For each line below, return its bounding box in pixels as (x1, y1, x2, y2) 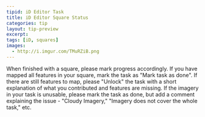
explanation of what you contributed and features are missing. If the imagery (6, 84, 199, 92)
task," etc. (6, 104, 32, 111)
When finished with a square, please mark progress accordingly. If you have (6, 65, 198, 72)
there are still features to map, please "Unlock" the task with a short (6, 78, 177, 85)
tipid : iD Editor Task (6, 8, 64, 15)
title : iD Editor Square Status (6, 15, 88, 21)
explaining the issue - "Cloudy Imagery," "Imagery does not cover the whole (6, 97, 198, 104)
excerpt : (6, 32, 29, 38)
